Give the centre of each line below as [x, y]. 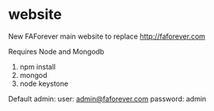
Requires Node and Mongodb [56, 51]
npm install [38, 67]
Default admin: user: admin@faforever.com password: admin [107, 98]
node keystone [44, 83]
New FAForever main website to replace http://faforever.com [107, 36]
